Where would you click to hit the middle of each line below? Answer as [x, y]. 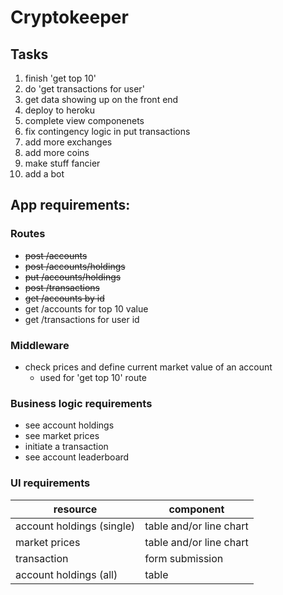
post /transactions [62, 287]
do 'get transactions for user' [84, 89]
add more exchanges [68, 142]
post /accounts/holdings [75, 266]
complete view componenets [84, 120]
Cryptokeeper [69, 17]
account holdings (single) [75, 526]
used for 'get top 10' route [93, 377]
